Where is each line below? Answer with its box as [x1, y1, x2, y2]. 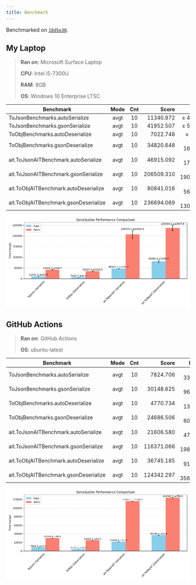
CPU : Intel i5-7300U [20, 70, 69, 77]
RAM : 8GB [20, 81, 46, 88]
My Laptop [6, 43, 46, 53]
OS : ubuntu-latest [20, 346, 63, 354]
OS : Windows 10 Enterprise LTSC [20, 93, 100, 100]
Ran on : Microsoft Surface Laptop [20, 59, 102, 66]
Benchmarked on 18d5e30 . [6, 26, 69, 33]
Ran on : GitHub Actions [20, 335, 77, 342]
